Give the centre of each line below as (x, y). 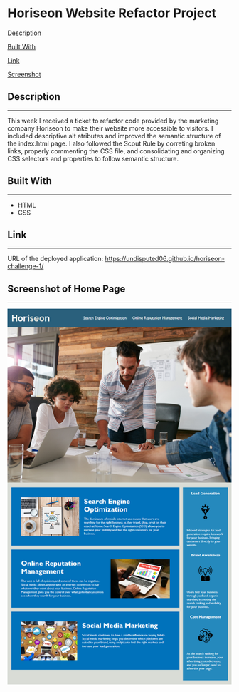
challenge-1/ (26, 266)
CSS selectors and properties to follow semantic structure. (93, 158)
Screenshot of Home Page (67, 289)
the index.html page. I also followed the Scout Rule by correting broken (111, 143)
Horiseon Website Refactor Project (112, 13)
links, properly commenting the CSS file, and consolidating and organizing (116, 151)
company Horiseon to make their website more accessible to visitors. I (110, 128)
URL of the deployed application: (55, 259)
